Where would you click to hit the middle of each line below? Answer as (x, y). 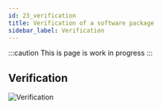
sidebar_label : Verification (56, 30)
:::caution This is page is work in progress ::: (81, 53)
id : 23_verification (42, 16)
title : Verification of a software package (81, 23)
